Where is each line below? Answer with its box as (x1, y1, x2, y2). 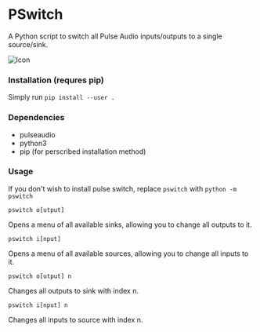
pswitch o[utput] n (8, 272, 72, 280)
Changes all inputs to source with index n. (8, 315, 143, 324)
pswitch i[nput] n (8, 301, 68, 309)
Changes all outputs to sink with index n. (8, 286, 139, 295)
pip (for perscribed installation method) (19, 147, 146, 156)
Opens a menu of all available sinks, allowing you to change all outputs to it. (8, 220, 252, 229)
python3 (19, 138, 47, 148)
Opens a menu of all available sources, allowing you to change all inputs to (8, 249, 249, 258)
